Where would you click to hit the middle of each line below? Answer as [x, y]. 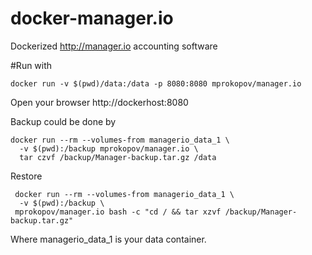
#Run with [31, 65]
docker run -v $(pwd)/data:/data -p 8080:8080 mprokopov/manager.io [156, 83]
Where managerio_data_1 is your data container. [108, 239]
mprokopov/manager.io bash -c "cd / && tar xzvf [118, 212]
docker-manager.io [92, 18]
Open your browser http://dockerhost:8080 [99, 102]
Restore [26, 176]
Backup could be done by [63, 121]
